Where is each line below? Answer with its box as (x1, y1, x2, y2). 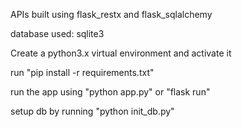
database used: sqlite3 (10, 28, 105, 39)
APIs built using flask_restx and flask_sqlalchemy (10, 9, 213, 20)
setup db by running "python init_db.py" (10, 105, 175, 117)
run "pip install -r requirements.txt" (10, 67, 155, 78)
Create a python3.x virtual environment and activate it (10, 47, 232, 59)
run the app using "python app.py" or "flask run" (10, 86, 211, 98)
